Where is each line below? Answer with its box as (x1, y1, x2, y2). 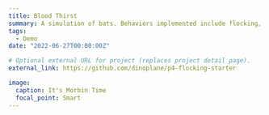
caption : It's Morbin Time (15, 86, 107, 94)
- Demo (15, 34, 38, 43)
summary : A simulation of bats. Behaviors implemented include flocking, (8, 19, 263, 28)
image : (8, 79, 31, 87)
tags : (8, 27, 27, 35)
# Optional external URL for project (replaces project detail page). (8, 57, 251, 65)
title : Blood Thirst (8, 11, 78, 20)
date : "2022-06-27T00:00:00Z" (8, 42, 111, 50)
